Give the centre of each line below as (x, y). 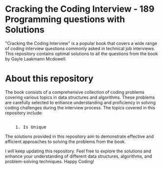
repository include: (24, 113)
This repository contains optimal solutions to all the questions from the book (81, 53)
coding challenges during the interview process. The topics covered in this (80, 107)
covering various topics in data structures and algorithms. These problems (80, 97)
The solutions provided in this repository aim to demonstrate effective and (79, 136)
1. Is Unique (31, 127)
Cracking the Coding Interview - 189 (80, 9)
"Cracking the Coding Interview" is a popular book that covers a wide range (81, 43)
